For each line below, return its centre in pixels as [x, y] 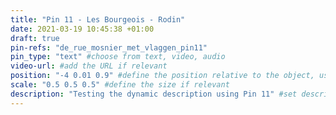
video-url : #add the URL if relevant [89, 66]
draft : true [35, 38]
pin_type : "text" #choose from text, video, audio [118, 57]
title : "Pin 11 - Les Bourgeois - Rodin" [98, 19]
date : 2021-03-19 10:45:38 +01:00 [82, 29]
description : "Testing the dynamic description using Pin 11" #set [154, 94]
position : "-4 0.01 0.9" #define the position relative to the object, [162, 76]
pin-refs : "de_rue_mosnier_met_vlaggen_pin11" [109, 47]
